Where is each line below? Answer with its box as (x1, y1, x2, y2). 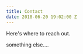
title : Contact (6, 8, 43, 15)
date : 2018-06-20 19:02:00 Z (6, 14, 77, 20)
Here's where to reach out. (6, 30, 71, 37)
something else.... (6, 41, 49, 48)
